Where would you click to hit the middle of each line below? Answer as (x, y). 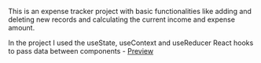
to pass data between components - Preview (81, 51)
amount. (22, 28)
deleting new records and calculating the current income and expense (122, 19)
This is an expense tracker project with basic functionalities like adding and (130, 11)
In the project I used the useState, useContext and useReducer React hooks (131, 43)
